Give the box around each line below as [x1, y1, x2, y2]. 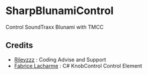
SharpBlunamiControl [5, 4, 114, 18]
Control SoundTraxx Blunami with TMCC [5, 23, 104, 30]
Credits [5, 40, 34, 50]
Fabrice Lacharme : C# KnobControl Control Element [14, 62, 143, 69]
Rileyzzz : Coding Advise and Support [14, 56, 107, 63]
